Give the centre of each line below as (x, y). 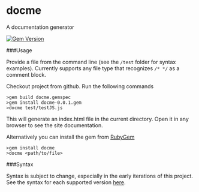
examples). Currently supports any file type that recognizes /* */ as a (93, 68)
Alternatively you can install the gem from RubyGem (70, 137)
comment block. (26, 74)
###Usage (19, 50)
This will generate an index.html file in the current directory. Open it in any (97, 119)
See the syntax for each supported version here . (66, 182)
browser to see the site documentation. (55, 125)
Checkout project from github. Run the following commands (80, 86)
